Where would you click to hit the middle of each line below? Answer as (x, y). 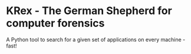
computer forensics (55, 23)
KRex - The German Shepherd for (89, 11)
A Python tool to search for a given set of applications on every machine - (96, 39)
